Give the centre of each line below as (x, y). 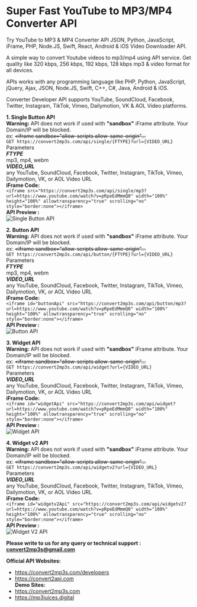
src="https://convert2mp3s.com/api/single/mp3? (87, 191)
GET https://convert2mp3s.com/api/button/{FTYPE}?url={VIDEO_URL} (90, 254)
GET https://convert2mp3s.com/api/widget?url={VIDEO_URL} (79, 367)
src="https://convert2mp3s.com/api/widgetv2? (129, 504)
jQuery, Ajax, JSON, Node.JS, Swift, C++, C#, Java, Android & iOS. (87, 88)
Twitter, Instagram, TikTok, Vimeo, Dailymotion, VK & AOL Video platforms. (97, 105)
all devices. (20, 70)
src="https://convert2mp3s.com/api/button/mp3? (127, 303)
